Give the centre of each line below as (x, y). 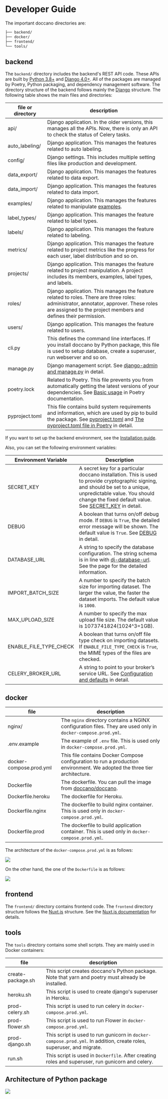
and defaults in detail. (104, 680)
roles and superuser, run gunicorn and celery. (99, 1061)
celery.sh (19, 1012)
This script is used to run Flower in (86, 1020)
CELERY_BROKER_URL (34, 674)
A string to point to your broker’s (117, 668)
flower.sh (19, 1026)
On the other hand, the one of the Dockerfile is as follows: (65, 869)
